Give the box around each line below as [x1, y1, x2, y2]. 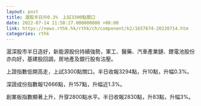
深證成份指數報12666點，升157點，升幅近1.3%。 [6, 81, 126, 88]
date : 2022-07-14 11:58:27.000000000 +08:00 [6, 20, 119, 26]
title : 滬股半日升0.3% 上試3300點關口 [6, 14, 96, 20]
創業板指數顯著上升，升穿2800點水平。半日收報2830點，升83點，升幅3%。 [6, 93, 194, 101]
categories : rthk [6, 31, 50, 37]
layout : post [6, 8, 39, 15]
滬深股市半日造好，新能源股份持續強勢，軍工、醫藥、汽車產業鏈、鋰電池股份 [6, 48, 195, 55]
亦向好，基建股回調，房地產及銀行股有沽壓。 [6, 55, 117, 63]
